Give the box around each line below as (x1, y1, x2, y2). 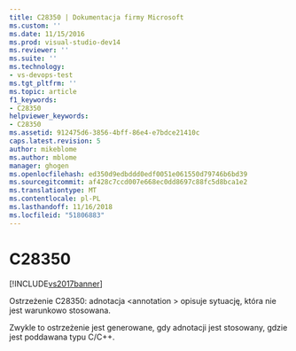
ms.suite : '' (9, 54, 58, 63)
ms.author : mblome (9, 152, 77, 162)
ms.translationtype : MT (9, 186, 97, 195)
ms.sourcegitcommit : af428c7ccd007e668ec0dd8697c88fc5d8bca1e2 (9, 178, 248, 187)
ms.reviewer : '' (9, 46, 69, 55)
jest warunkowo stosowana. (9, 305, 111, 316)
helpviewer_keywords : (9, 112, 90, 121)
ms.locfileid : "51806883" (9, 210, 105, 220)
